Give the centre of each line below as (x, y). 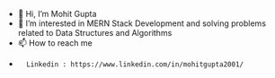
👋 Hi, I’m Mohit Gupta (57, 14)
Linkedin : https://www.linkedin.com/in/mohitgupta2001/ (135, 65)
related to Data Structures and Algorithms (95, 33)
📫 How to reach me (55, 43)
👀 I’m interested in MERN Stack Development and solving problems (142, 23)
